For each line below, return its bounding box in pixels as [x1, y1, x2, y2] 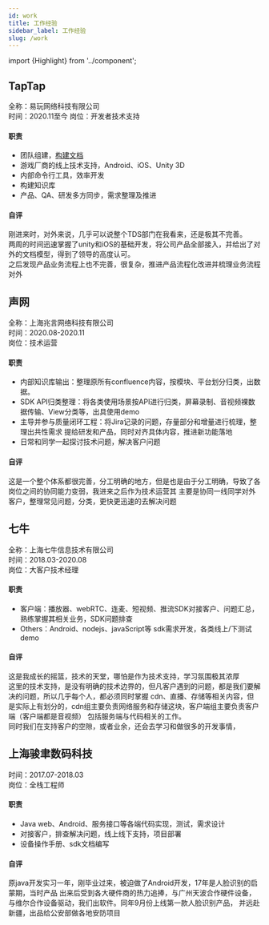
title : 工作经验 [8, 19, 58, 27]
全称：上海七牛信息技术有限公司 [8, 545, 114, 555]
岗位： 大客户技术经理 [8, 565, 78, 575]
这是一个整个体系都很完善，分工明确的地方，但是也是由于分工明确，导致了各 [8, 476, 261, 486]
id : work [8, 11, 38, 20]
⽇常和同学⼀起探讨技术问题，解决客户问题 [19, 437, 161, 446]
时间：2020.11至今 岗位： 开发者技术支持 [8, 111, 140, 121]
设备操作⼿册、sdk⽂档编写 [19, 839, 110, 848]
